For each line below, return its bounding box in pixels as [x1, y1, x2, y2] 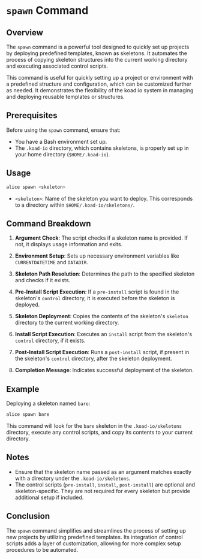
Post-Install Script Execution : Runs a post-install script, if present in [14, 349, 190, 356]
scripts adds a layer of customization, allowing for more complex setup [6, 540, 182, 547]
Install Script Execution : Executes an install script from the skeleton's [14, 331, 193, 338]
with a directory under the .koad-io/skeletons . [14, 475, 131, 482]
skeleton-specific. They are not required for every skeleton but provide [14, 487, 191, 494]
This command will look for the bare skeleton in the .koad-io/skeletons [6, 422, 182, 429]
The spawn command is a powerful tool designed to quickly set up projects [6, 43, 190, 50]
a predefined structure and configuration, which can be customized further [6, 80, 192, 87]
